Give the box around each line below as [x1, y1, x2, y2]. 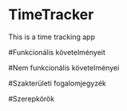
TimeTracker [8, 6, 94, 24]
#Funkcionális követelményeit [8, 47, 106, 57]
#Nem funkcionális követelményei [8, 62, 120, 73]
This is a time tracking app [8, 32, 96, 42]
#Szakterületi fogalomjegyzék [8, 78, 106, 88]
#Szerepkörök [8, 93, 55, 103]
